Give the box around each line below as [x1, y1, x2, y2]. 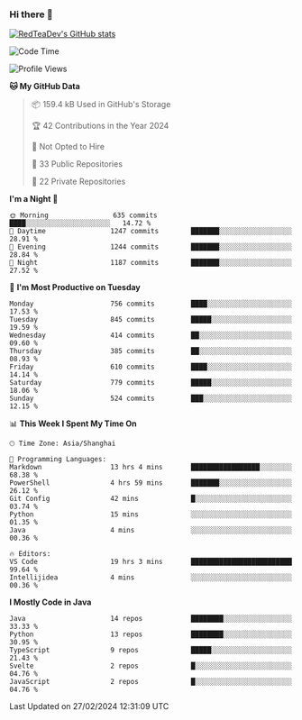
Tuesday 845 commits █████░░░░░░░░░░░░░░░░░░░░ [9, 315, 293, 324]
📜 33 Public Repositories [31, 159, 124, 169]
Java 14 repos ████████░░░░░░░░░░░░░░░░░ [9, 615, 293, 624]
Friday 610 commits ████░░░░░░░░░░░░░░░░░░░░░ [9, 362, 293, 372]
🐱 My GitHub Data [9, 81, 81, 92]
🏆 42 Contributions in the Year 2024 [31, 121, 169, 132]
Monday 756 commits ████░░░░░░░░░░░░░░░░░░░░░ [9, 299, 293, 309]
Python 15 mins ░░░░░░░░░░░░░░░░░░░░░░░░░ [9, 510, 293, 519]
